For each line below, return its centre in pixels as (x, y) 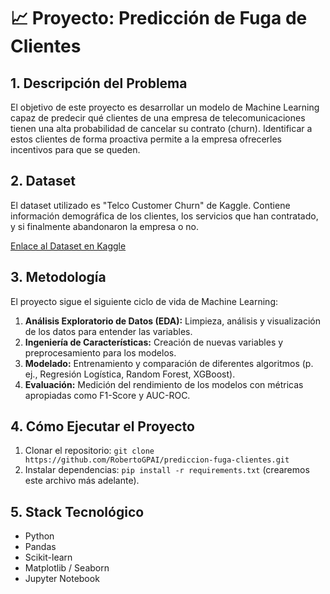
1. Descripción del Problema (99, 83)
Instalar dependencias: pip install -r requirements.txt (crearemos (167, 470)
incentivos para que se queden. (75, 149)
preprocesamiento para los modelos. (100, 352)
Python (39, 536)
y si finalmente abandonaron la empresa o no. (104, 226)
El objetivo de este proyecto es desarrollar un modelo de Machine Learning (165, 107)
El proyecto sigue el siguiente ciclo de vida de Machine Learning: (144, 301)
